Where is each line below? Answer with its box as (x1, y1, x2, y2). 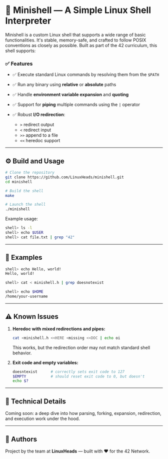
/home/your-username (5, 294, 48, 299)
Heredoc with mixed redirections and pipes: (12, 325, 105, 332)
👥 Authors (5, 435, 37, 443)
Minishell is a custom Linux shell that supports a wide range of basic (5, 32, 146, 38)
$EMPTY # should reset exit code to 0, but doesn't (12, 374, 145, 379)
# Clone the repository (5, 170, 55, 175)
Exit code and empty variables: (12, 359, 78, 365)
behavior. (12, 350, 32, 356)
